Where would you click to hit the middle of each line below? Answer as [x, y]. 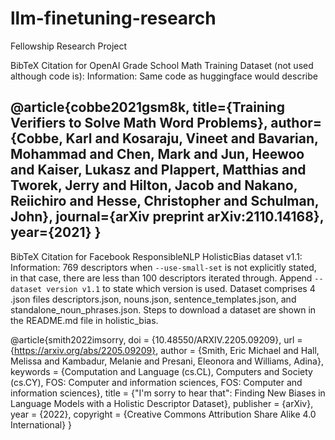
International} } [41, 424]
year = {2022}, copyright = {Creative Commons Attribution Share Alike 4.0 [163, 414]
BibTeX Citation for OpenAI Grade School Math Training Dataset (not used [162, 65]
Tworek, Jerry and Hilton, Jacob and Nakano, [154, 185]
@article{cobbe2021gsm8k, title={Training [147, 107]
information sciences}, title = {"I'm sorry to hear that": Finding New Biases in [168, 393]
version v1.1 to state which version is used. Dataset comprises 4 [181, 288]
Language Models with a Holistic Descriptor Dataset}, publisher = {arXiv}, [162, 403]
